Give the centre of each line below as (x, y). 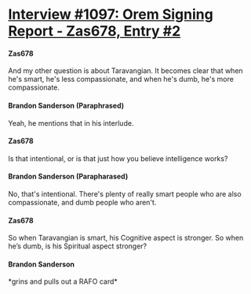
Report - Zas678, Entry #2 (95, 31)
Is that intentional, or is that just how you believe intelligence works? (118, 158)
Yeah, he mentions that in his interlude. (71, 123)
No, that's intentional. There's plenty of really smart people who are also (125, 194)
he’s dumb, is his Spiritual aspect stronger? (78, 246)
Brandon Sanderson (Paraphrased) (66, 105)
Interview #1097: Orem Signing (111, 15)
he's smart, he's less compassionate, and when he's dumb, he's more (121, 79)
